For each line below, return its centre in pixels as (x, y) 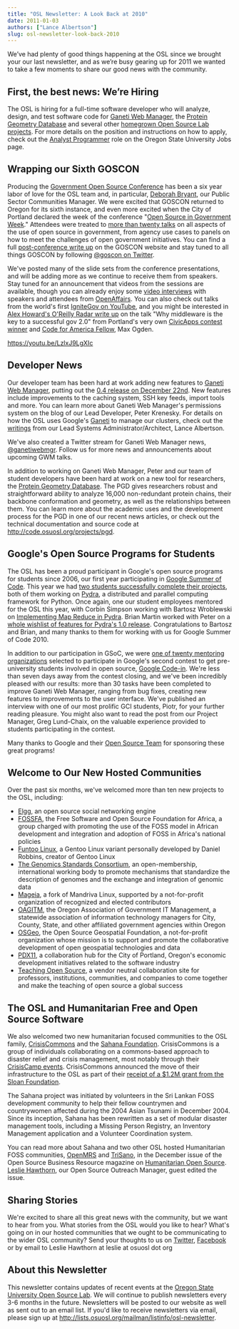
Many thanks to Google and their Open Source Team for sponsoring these (116, 743)
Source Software (46, 1019)
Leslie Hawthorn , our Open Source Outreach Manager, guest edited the (112, 1170)
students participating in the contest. (61, 729)
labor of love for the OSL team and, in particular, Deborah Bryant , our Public (119, 194)
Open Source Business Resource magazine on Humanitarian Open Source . (117, 1163)
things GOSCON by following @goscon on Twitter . (81, 255)
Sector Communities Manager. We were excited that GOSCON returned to (116, 201)
